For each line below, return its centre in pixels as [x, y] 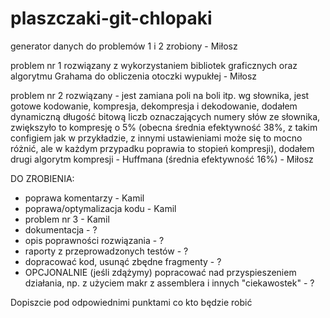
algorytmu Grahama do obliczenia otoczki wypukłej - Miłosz [134, 76]
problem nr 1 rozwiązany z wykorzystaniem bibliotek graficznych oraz [154, 65]
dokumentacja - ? [61, 229]
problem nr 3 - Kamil [67, 219]
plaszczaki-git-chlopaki [111, 18]
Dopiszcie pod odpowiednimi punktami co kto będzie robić [131, 302]
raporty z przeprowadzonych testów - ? [106, 251]
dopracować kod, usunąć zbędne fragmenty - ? [123, 261]
